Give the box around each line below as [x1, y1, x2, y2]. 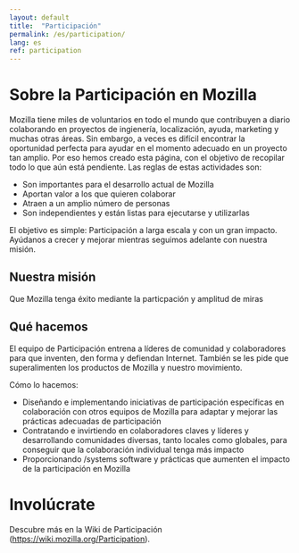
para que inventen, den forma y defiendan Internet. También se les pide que [9, 352, 289, 363]
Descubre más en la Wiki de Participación [9, 524, 162, 534]
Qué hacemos [9, 319, 88, 335]
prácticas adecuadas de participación [21, 415, 162, 426]
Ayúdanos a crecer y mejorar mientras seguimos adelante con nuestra [9, 234, 268, 246]
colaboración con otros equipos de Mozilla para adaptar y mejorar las [21, 406, 278, 416]
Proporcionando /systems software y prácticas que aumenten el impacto [21, 453, 290, 465]
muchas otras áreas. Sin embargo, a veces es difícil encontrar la [9, 133, 245, 144]
